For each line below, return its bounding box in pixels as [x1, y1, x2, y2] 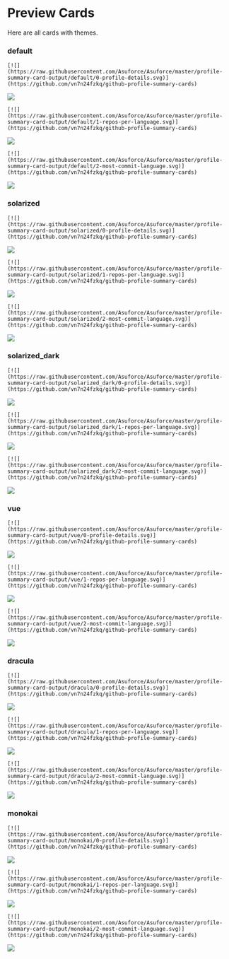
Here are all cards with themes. [7, 28, 98, 37]
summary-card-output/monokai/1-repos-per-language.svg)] [7, 881, 179, 888]
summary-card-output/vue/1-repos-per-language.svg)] [7, 576, 166, 584]
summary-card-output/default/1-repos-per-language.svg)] [7, 119, 179, 126]
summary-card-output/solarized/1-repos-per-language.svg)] [7, 271, 185, 278]
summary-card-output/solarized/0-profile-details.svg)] [7, 227, 175, 234]
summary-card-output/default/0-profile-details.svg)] [7, 74, 170, 82]
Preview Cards [7, 5, 95, 21]
